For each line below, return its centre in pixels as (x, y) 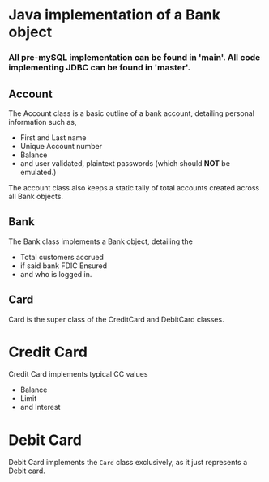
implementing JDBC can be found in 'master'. (100, 68)
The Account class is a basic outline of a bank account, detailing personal (132, 113)
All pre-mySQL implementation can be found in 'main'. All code (134, 58)
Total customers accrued (62, 257)
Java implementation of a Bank (115, 15)
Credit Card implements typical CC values (78, 374)
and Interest (40, 407)
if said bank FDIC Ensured (64, 266)
